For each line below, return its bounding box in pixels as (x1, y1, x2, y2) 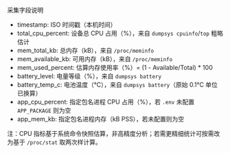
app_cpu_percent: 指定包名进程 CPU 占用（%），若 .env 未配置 (16, 98, 194, 106)
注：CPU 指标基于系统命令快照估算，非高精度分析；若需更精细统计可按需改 (7, 130, 220, 137)
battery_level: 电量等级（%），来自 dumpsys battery (16, 72, 162, 80)
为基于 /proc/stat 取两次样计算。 (7, 138, 102, 146)
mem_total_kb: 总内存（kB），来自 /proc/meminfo (16, 47, 154, 54)
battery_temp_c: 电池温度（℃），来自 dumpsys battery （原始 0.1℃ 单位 (16, 81, 218, 89)
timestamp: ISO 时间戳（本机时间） (16, 21, 117, 29)
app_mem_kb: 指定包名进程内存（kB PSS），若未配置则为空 (16, 115, 185, 123)
